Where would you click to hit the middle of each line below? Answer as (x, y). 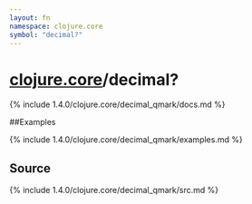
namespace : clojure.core (56, 26)
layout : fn (30, 18)
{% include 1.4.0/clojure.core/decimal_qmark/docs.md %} (117, 104)
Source (30, 168)
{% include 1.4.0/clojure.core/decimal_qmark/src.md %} (114, 190)
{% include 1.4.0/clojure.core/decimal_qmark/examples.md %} (126, 140)
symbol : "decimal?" (46, 34)
